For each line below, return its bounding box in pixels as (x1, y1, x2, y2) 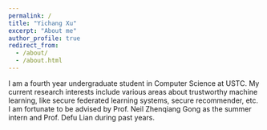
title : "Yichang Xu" (8, 19, 78, 27)
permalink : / (8, 11, 52, 20)
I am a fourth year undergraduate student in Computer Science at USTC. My (8, 78, 260, 88)
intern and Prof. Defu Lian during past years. (8, 112, 155, 122)
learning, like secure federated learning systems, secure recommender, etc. (8, 95, 259, 105)
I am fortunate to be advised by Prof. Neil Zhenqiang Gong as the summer (8, 104, 253, 113)
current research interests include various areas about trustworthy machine (8, 87, 258, 96)
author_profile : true (8, 34, 81, 43)
